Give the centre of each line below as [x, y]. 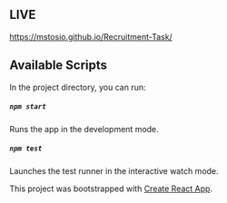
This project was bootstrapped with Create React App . [111, 188]
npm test [26, 149]
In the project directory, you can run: [78, 87]
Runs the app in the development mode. [84, 129]
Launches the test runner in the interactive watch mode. [114, 170]
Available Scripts [58, 66]
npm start [28, 107]
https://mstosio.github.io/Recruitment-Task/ [91, 36]
